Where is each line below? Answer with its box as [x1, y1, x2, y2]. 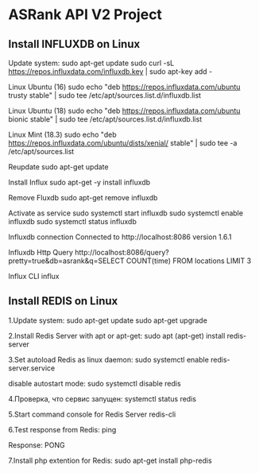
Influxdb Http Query [8, 248, 74, 257]
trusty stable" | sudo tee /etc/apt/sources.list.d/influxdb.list [8, 91, 201, 100]
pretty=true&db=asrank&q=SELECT [8, 256, 125, 266]
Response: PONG [8, 440, 65, 450]
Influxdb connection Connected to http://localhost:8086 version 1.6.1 [8, 232, 232, 242]
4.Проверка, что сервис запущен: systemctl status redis [8, 394, 197, 403]
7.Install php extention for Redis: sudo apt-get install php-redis [8, 456, 212, 465]
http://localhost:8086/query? [75, 248, 169, 257]
